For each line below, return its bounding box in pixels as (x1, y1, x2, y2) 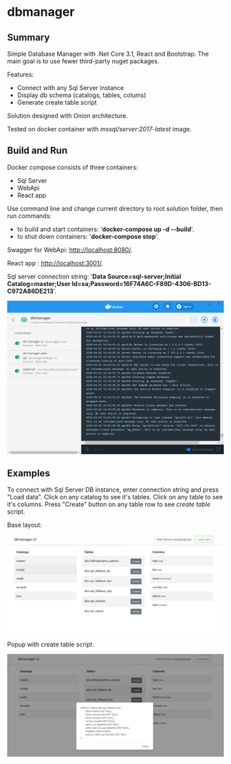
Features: (7, 70, 34, 78)
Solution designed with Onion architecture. (7, 111, 129, 120)
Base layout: (7, 521, 43, 530)
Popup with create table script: (7, 640, 94, 648)
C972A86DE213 (7, 287, 54, 295)
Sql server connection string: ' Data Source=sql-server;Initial (7, 272, 181, 281)
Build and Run (7, 145, 67, 157)
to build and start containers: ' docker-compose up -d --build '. (16, 225, 195, 233)
